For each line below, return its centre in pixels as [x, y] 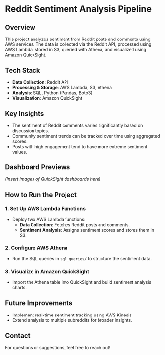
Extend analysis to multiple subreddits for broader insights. [72, 320]
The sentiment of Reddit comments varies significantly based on [78, 125]
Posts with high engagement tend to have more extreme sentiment [80, 146]
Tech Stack [23, 70]
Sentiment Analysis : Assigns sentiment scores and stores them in [87, 230]
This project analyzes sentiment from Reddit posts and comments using [78, 39]
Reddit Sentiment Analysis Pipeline [78, 9]
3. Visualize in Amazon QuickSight [47, 272]
